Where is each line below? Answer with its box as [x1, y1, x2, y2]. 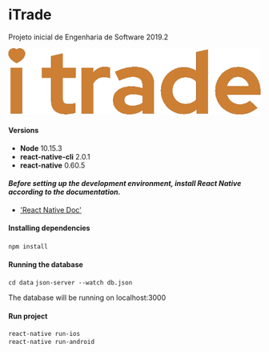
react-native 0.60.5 [19, 160, 86, 170]
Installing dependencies [8, 223, 90, 233]
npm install [8, 243, 48, 251]
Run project [8, 311, 48, 321]
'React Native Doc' [19, 204, 82, 214]
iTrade [8, 6, 52, 24]
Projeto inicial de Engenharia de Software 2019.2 [8, 32, 169, 42]
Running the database [8, 259, 84, 269]
